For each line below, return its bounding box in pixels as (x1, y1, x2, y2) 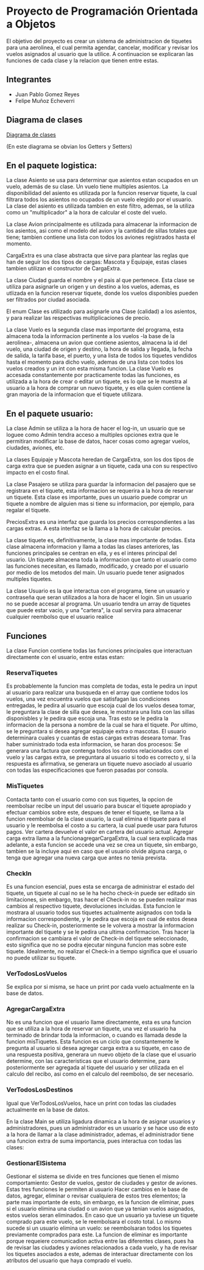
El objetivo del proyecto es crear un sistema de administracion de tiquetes (6, 37, 192, 44)
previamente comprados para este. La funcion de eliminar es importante (6, 1231, 188, 1238)
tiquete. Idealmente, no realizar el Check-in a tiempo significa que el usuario (6, 947, 198, 954)
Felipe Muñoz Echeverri (15, 97, 75, 104)
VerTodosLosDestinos (6, 1085, 73, 1094)
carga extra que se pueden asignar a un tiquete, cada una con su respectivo (6, 462, 198, 470)
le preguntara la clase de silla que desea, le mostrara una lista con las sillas (6, 708, 195, 716)
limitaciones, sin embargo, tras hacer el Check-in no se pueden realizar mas (6, 895, 197, 903)
